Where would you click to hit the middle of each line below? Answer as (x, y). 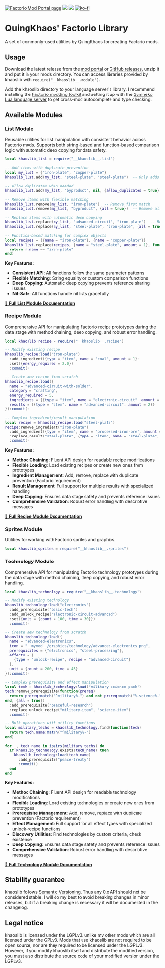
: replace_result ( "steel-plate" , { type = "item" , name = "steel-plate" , (84, 436)
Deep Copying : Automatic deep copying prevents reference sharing (81, 283)
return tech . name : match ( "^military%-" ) (50, 733)
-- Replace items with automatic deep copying (54, 218)
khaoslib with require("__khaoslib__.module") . (53, 79)
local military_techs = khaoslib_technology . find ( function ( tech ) (73, 728)
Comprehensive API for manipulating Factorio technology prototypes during (82, 572)
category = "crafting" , (34, 391)
